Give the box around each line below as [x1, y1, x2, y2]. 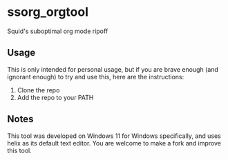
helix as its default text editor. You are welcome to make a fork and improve [7, 139, 221, 147]
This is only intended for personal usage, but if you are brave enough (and [7, 65, 219, 73]
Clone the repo [17, 86, 60, 94]
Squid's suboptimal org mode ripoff [7, 27, 108, 35]
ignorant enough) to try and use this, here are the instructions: [7, 72, 184, 81]
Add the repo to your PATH [17, 93, 94, 101]
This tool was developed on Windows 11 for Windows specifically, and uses [7, 132, 221, 140]
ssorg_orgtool [7, 4, 88, 20]
